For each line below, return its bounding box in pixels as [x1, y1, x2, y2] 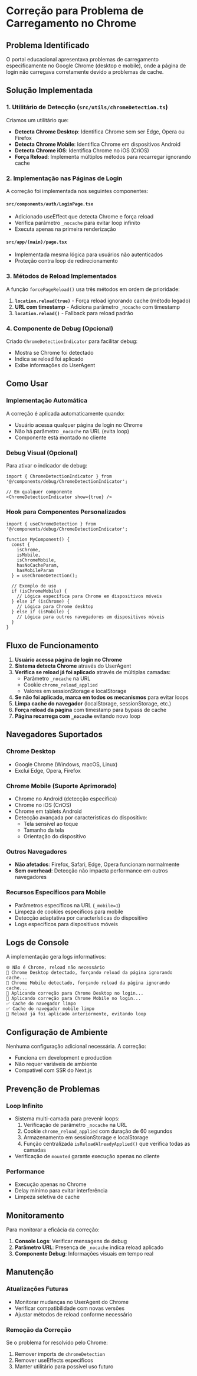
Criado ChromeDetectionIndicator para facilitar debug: [6, 338, 138, 345]
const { [11, 542, 31, 548]
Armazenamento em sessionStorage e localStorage [23, 1133, 149, 1140]
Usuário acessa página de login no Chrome [14, 656, 123, 664]
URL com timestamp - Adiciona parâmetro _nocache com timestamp [14, 303, 180, 311]
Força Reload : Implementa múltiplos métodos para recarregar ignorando [14, 153, 192, 160]
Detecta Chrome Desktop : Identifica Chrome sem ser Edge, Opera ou [14, 128, 185, 135]
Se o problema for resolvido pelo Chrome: [6, 1339, 108, 1346]
